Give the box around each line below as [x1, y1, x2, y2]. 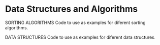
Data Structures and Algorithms [5, 3, 138, 15]
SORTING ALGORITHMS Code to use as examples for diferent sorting [5, 20, 146, 25]
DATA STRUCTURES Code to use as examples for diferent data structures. [5, 34, 156, 40]
